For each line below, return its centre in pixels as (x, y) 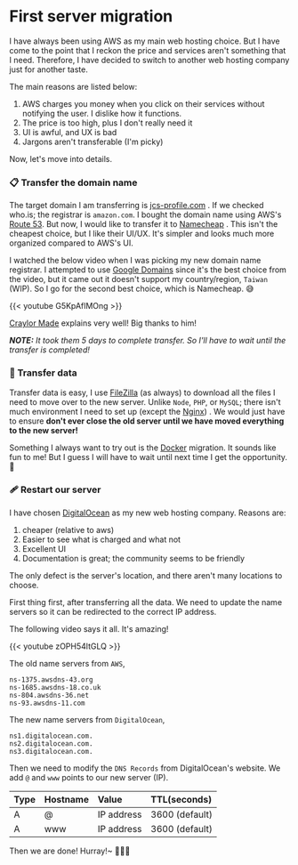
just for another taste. (49, 69)
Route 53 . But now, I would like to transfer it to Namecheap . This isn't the (144, 224)
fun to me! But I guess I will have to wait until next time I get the (125, 457)
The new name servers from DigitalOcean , (87, 719)
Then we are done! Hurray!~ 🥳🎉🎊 (70, 851)
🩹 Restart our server (55, 489)
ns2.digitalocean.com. (51, 744)
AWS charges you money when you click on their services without (143, 103)
